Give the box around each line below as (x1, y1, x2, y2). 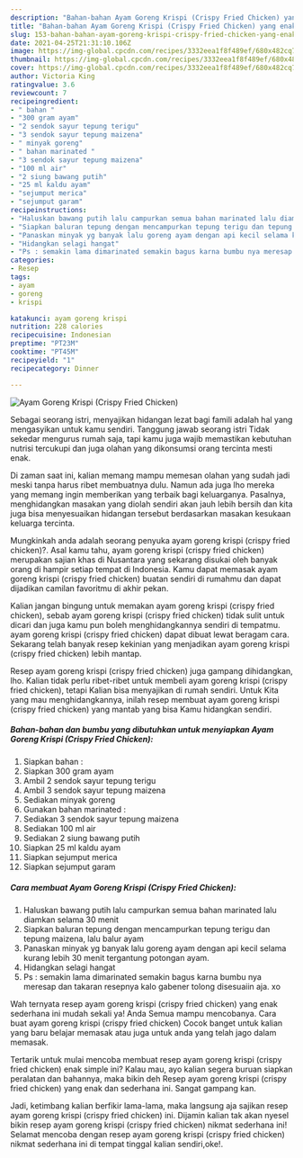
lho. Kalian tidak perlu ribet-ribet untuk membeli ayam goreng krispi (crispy (10, 675, 289, 686)
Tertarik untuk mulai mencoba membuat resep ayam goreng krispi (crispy (10, 1055, 282, 1065)
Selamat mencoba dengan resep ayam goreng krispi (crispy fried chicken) (10, 1129, 286, 1140)
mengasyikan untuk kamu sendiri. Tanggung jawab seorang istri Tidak (10, 424, 271, 435)
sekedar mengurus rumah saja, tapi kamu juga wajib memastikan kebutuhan (10, 433, 291, 444)
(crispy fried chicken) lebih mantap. (10, 648, 142, 659)
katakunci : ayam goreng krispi (10, 314, 128, 323)
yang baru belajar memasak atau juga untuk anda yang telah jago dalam (10, 1028, 277, 1038)
